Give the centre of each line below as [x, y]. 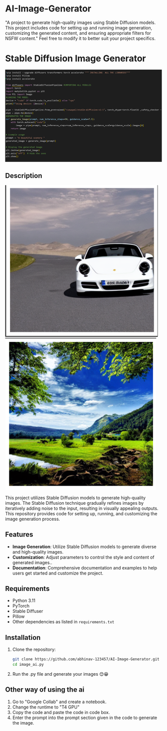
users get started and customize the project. [58, 573]
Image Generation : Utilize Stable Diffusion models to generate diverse [84, 547]
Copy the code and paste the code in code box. [61, 712]
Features [19, 534]
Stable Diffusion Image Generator [76, 59]
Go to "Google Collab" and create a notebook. [59, 702]
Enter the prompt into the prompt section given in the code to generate [85, 718]
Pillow [18, 616]
